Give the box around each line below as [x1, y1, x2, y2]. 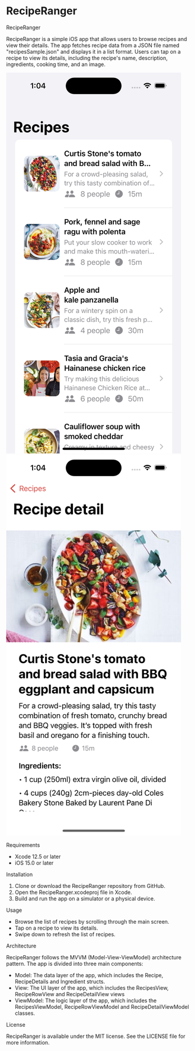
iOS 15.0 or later [14, 859, 54, 867]
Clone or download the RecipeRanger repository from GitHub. [14, 882, 166, 889]
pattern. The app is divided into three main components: [6, 960, 143, 967]
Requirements [6, 841, 40, 849]
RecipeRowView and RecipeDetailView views [14, 990, 125, 997]
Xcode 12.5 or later [14, 853, 61, 860]
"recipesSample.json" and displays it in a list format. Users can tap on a [6, 48, 181, 55]
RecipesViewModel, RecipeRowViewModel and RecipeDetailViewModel [14, 1003, 190, 1010]
